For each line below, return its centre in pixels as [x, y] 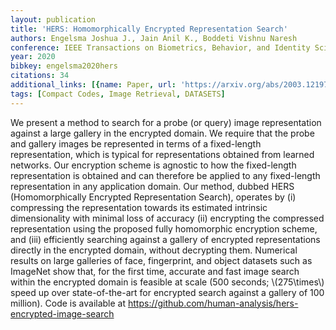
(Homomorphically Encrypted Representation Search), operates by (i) [153, 197]
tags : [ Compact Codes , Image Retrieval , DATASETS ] [118, 94]
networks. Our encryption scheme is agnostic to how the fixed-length [153, 165]
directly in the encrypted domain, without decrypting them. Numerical [154, 250]
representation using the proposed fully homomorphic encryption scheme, [164, 228]
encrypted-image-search [62, 313]
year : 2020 [33, 57]
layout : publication [53, 19]
